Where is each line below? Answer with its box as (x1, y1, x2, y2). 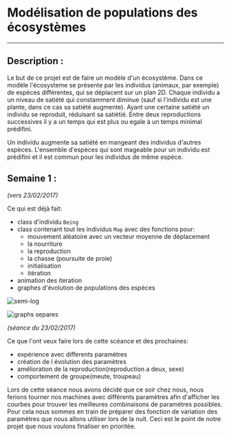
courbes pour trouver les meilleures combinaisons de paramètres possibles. (7, 400, 223, 408)
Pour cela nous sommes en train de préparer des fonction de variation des (7, 407, 218, 416)
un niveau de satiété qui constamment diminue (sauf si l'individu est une (7, 95, 212, 104)
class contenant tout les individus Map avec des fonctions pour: (16, 225, 195, 233)
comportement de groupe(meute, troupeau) (16, 372, 142, 380)
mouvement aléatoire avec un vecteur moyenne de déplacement (27, 232, 210, 240)
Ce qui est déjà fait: (7, 204, 63, 213)
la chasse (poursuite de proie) (27, 254, 113, 262)
